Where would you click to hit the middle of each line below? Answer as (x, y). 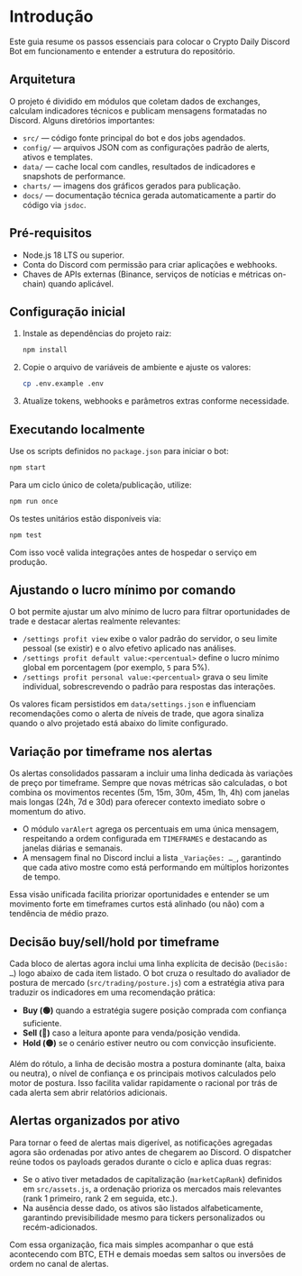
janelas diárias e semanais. (73, 848)
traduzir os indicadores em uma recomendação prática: (113, 992)
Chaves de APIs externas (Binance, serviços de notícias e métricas (147, 274)
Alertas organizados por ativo (95, 1121)
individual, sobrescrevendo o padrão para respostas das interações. (149, 687)
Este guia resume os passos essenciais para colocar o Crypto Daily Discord (150, 41)
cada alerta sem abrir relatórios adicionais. (89, 1093)
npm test (26, 535)
